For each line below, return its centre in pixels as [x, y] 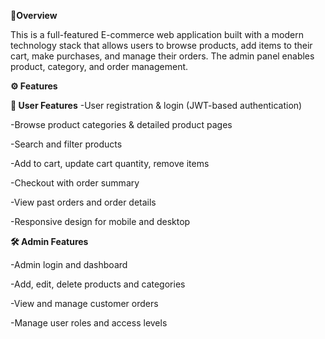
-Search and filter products [66, 144]
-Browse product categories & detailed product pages [121, 124]
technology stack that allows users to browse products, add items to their [161, 45]
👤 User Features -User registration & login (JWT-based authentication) [156, 105]
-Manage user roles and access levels [89, 323]
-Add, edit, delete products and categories [98, 284]
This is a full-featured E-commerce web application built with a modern [157, 34]
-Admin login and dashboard [69, 264]
